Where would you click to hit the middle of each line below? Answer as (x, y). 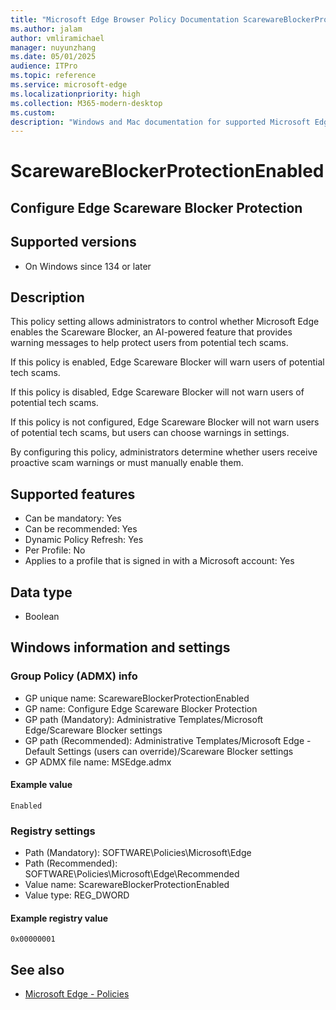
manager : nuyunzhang (53, 47)
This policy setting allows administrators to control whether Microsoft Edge (165, 322)
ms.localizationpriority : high (75, 94)
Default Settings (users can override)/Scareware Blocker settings (159, 751)
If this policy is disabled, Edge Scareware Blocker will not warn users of (157, 392)
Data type (41, 592)
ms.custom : (33, 112)
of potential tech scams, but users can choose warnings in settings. (150, 433)
